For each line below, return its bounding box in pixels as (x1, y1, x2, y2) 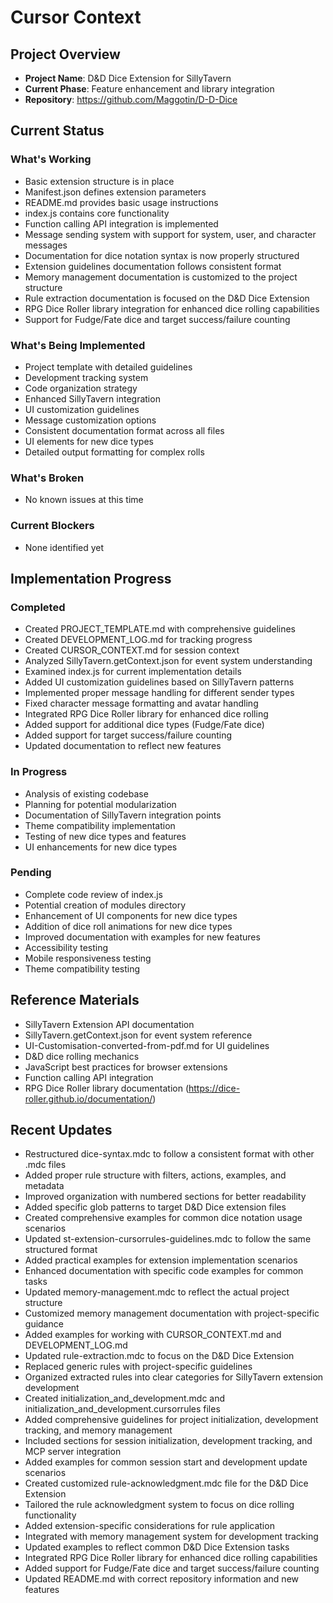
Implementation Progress (10, 570, 172, 587)
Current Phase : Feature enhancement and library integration (24, 83, 275, 95)
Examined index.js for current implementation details (24, 666, 242, 678)
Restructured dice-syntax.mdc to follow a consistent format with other (24, 1148, 315, 1160)
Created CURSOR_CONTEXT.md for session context (24, 644, 240, 656)
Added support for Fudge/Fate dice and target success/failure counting (24, 1562, 320, 1575)
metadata (24, 1180, 65, 1192)
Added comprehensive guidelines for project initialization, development (24, 1414, 319, 1426)
